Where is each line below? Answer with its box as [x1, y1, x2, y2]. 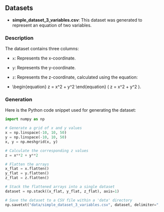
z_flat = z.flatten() [5, 176, 49, 181]
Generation [5, 96, 33, 103]
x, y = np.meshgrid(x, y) [5, 139, 58, 144]
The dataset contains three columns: [5, 46, 79, 52]
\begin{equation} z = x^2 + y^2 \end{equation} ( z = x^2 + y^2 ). [12, 84, 141, 90]
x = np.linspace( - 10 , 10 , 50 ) [5, 130, 67, 135]
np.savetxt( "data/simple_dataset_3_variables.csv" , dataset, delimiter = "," [5, 202, 163, 207]
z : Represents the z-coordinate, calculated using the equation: [12, 74, 138, 80]
